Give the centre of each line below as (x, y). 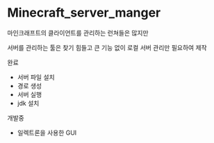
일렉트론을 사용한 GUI (47, 133)
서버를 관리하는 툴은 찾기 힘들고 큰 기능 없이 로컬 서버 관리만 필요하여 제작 (107, 47)
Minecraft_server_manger (84, 13)
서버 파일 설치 (36, 77)
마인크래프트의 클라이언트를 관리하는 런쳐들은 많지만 (78, 33)
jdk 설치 (28, 103)
